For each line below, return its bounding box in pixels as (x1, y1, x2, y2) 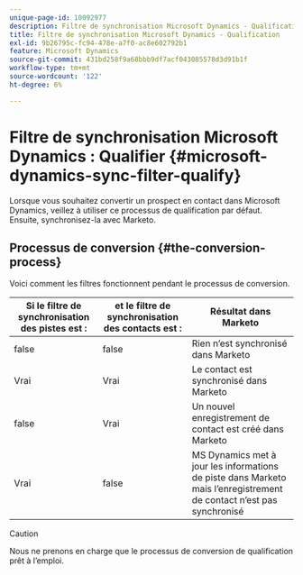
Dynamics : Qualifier (9, 146, 166, 167)
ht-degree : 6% (9, 80, 63, 89)
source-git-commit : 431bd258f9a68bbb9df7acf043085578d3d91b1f (9, 55, 248, 64)
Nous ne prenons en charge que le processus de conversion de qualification (9, 546, 294, 557)
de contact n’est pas (191, 494, 278, 507)
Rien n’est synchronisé (191, 337, 288, 350)
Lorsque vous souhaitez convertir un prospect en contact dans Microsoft (9, 195, 280, 205)
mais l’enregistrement (191, 483, 283, 496)
